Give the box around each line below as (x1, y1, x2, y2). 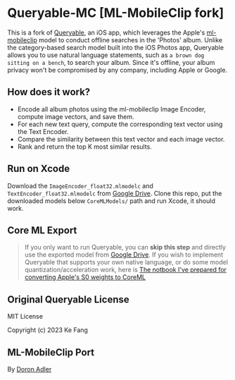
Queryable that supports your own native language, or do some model (24, 258, 229, 266)
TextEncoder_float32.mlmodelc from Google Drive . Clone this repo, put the (7, 189, 222, 197)
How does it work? (7, 86, 91, 98)
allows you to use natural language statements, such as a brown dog (7, 51, 205, 59)
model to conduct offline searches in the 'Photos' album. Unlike (38, 35, 223, 44)
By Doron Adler (7, 365, 52, 373)
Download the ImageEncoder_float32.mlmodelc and (7, 181, 153, 190)
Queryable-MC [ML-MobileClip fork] (7, 5, 224, 21)
